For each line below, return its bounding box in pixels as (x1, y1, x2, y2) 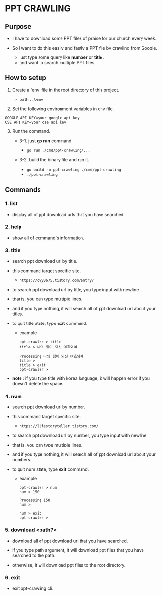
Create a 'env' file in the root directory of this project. (12, 87, 120, 93)
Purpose (5, 23, 32, 31)
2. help (5, 223, 22, 230)
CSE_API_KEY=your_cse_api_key (5, 120, 67, 124)
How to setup (5, 74, 46, 82)
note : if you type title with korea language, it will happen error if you (12, 375, 150, 381)
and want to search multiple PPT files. (19, 60, 96, 65)
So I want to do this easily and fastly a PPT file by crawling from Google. (12, 45, 158, 50)
